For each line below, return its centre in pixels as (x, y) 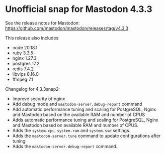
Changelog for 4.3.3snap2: (33, 89)
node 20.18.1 (25, 47)
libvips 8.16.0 (25, 74)
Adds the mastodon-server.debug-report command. (65, 146)
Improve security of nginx (39, 99)
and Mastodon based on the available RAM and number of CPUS (79, 114)
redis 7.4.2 (23, 69)
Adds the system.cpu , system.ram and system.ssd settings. (71, 130)
